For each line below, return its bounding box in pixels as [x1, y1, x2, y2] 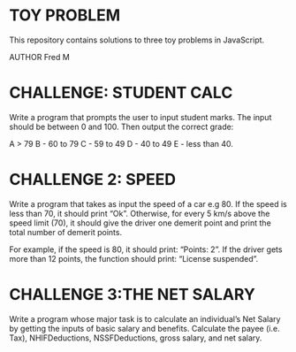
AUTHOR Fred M [9, 51, 71, 62]
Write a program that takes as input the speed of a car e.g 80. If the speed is [9, 198, 287, 209]
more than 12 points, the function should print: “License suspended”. [9, 253, 259, 264]
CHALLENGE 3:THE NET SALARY [9, 285, 256, 304]
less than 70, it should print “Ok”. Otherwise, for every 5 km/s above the [9, 208, 270, 218]
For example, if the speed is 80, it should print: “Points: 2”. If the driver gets [9, 244, 283, 255]
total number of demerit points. [9, 226, 122, 237]
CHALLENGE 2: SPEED [9, 170, 177, 190]
